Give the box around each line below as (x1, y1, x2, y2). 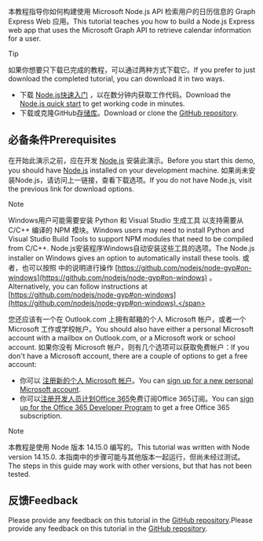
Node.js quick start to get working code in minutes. (19, 99, 185, 108)
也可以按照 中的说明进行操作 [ (21, 263, 118, 272)
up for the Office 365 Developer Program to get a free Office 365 (19, 402, 230, 412)
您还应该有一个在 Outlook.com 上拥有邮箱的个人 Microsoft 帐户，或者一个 (8, 314, 247, 324)
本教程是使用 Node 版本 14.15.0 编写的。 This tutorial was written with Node (8, 442, 250, 452)
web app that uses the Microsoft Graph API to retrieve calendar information (8, 26, 251, 34)
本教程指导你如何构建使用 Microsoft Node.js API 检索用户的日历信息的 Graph (8, 7, 256, 16)
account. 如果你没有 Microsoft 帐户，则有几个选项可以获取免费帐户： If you (8, 342, 250, 351)
